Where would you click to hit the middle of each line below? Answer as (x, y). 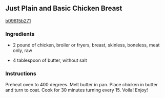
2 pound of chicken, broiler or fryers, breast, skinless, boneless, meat (86, 45)
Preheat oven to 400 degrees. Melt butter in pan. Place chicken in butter (81, 85)
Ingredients (20, 34)
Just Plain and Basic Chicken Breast (64, 8)
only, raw (22, 51)
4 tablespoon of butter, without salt (50, 60)
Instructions (21, 73)
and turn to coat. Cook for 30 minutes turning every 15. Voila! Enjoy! (77, 90)
